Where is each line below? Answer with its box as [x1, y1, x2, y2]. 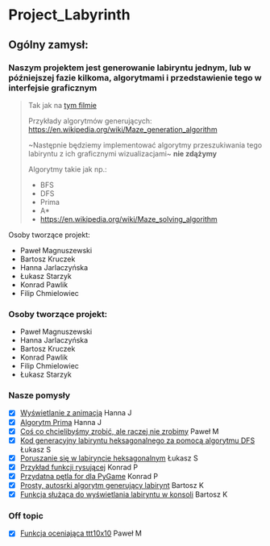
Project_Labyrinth [8, 6, 131, 24]
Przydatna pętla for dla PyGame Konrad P [19, 471, 159, 481]
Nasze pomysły [8, 390, 71, 401]
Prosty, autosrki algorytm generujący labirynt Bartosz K [19, 480, 204, 490]
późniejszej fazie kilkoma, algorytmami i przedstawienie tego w [8, 72, 262, 83]
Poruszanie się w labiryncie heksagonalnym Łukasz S [19, 453, 199, 463]
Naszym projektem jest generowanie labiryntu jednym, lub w [8, 62, 251, 73]
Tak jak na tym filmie [27, 100, 97, 110]
